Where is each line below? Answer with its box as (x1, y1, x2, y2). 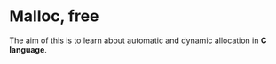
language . (9, 44, 47, 54)
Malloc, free (9, 6, 99, 26)
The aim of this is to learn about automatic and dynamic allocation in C (9, 35, 267, 46)
